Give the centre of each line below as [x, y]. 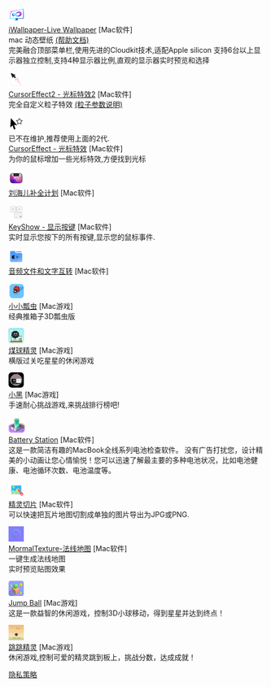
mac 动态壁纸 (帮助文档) [49, 40]
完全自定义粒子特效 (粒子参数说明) [66, 104]
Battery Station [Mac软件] [52, 440]
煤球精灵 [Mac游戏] [41, 350]
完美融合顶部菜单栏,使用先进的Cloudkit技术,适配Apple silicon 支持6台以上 [131, 50]
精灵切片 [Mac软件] [41, 504]
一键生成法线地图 [37, 559]
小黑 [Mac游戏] [34, 394]
